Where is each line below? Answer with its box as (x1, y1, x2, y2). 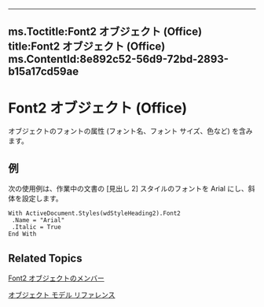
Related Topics (8, 251, 82, 264)
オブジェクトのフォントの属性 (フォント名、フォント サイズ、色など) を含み (8, 127, 253, 136)
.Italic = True (11, 224, 61, 231)
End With (8, 230, 37, 239)
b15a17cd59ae (8, 65, 79, 79)
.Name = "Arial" (11, 216, 65, 224)
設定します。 (21, 194, 63, 203)
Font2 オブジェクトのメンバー (8, 273, 104, 283)
